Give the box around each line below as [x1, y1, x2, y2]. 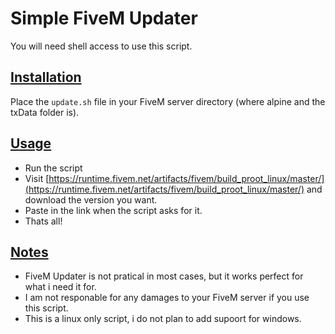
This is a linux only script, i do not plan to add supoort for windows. [24, 313, 302, 325]
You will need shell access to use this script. [10, 40, 193, 52]
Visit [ [24, 172, 50, 184]
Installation [10, 69, 82, 86]
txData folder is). [10, 106, 80, 118]
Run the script [24, 162, 83, 174]
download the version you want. [24, 193, 158, 206]
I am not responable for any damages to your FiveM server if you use [24, 292, 310, 304]
